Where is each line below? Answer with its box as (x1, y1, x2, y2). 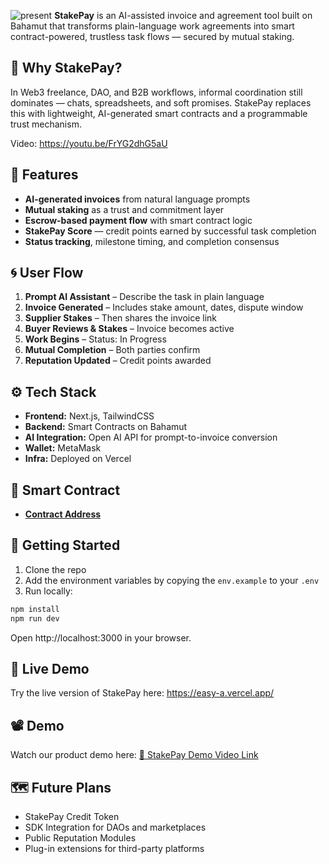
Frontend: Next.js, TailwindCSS (24, 410, 155, 422)
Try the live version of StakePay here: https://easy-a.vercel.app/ (10, 687, 275, 699)
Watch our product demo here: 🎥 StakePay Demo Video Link (10, 749, 259, 761)
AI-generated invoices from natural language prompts (24, 193, 251, 205)
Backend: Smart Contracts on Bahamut (24, 421, 188, 433)
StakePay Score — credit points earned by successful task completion (24, 225, 317, 237)
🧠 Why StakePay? (10, 60, 123, 77)
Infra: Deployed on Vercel (24, 453, 132, 465)
